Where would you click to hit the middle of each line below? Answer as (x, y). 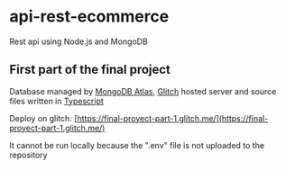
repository (28, 155)
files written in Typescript (56, 101)
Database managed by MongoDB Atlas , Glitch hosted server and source (143, 91)
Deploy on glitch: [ (43, 118)
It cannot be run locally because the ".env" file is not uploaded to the (137, 145)
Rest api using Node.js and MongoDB (79, 41)
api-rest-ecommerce (89, 17)
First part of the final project (90, 70)
